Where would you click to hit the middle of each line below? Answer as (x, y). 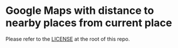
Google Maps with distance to (80, 11)
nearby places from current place (89, 23)
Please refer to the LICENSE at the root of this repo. (68, 39)
